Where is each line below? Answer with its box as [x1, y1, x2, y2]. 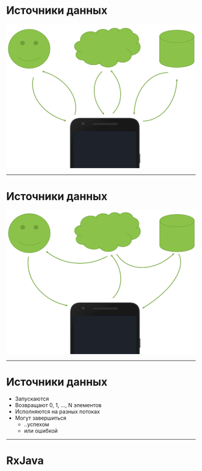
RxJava [6, 454, 44, 467]
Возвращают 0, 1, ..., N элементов [14, 401, 102, 408]
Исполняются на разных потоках [14, 408, 100, 415]
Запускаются [14, 395, 49, 402]
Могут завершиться [14, 414, 67, 422]
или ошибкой [23, 427, 58, 434]
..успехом [23, 420, 49, 428]
